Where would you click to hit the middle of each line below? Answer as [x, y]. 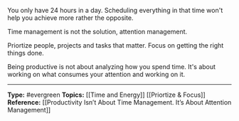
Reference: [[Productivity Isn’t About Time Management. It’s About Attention [119, 102]
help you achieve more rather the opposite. [70, 18]
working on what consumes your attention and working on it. [96, 74]
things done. [26, 53]
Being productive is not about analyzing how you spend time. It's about [111, 67]
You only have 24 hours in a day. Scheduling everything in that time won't [115, 10]
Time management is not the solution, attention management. [97, 32]
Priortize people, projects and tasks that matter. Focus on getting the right [116, 45]
